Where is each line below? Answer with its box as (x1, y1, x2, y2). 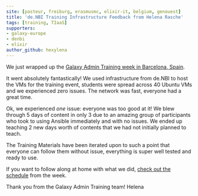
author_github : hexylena (6, 47, 67, 53)
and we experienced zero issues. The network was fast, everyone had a (6, 87, 181, 94)
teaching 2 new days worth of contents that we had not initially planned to (6, 123, 187, 130)
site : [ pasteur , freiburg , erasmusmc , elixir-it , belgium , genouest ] (6, 8, 181, 15)
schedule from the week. (6, 172, 67, 179)
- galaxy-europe (6, 31, 46, 37)
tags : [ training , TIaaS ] (6, 19, 67, 25)
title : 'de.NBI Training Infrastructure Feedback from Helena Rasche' (6, 14, 184, 20)
